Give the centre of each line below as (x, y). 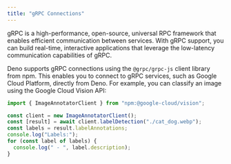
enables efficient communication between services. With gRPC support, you (115, 40)
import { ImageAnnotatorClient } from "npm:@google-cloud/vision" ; (106, 103)
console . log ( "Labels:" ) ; (43, 135)
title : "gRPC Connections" (46, 13)
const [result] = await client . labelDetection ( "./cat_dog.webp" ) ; (104, 122)
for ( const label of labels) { (52, 141)
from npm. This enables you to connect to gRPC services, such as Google (112, 76)
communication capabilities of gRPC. (60, 55)
